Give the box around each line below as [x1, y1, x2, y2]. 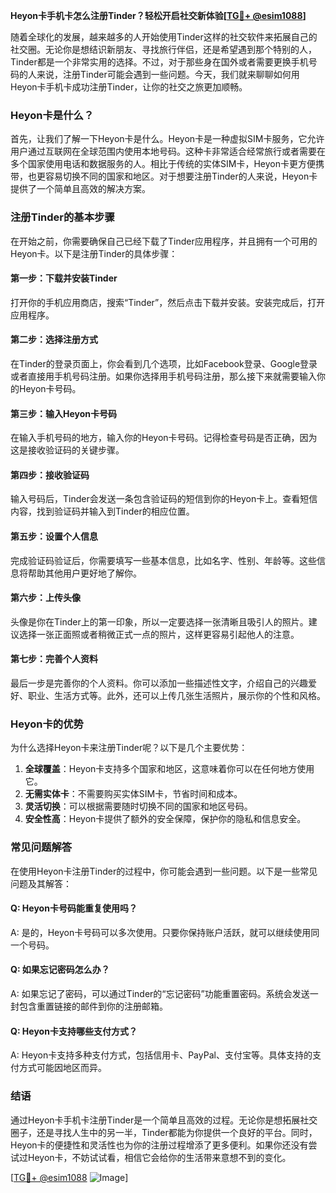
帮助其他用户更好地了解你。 [27, 567, 142, 579]
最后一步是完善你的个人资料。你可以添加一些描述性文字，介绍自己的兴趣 [10, 677, 308, 689]
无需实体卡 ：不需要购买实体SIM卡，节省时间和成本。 [24, 788, 243, 800]
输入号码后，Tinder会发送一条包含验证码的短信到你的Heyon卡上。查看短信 [10, 493, 318, 505]
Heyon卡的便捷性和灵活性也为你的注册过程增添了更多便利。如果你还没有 [10, 1139, 309, 1151]
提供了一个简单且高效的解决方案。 [10, 183, 151, 195]
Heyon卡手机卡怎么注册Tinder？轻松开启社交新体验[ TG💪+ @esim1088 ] [10, 10, 307, 21]
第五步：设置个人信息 [10, 530, 98, 542]
